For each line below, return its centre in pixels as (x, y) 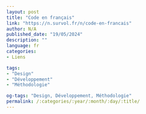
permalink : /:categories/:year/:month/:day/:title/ (73, 102)
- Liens (16, 57)
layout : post (23, 12)
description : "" (27, 40)
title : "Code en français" (40, 18)
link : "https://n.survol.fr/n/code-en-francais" (69, 23)
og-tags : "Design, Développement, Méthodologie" (69, 96)
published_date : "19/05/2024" (45, 35)
